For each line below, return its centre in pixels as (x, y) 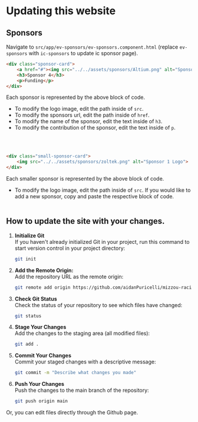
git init (25, 259)
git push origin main (41, 401)
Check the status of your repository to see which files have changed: (98, 305)
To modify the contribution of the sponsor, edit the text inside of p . (95, 128)
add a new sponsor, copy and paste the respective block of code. (94, 196)
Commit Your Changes (43, 356)
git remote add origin (42, 287)
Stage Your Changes (40, 327)
